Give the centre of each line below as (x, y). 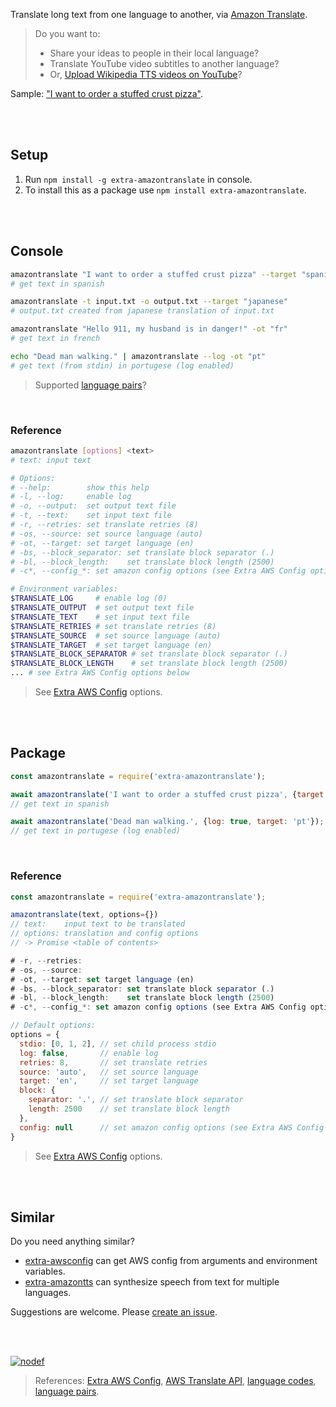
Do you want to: (67, 33)
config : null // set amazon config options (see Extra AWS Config (172, 1127)
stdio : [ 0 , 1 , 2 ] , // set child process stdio (118, 1044)
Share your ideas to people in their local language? (154, 53)
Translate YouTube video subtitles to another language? (164, 63)
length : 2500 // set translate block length (129, 1109)
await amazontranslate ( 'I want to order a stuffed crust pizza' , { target (167, 794)
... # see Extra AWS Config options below (100, 673)
